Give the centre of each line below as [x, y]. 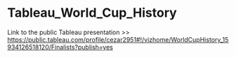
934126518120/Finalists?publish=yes [60, 47]
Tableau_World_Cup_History [92, 13]
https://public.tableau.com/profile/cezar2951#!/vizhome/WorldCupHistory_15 [118, 39]
